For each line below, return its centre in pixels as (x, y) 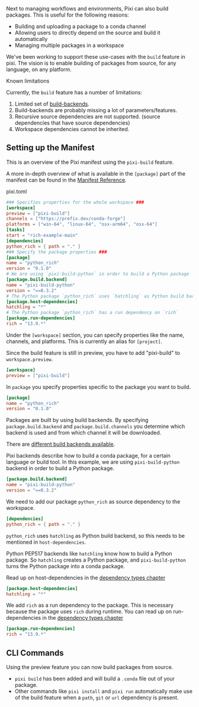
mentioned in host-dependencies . (46, 542)
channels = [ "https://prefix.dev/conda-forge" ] (66, 219)
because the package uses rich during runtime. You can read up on (89, 611)
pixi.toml (17, 191)
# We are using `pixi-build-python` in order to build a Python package (98, 274)
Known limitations (28, 81)
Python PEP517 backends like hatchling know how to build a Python (89, 553)
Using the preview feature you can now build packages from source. (90, 667)
